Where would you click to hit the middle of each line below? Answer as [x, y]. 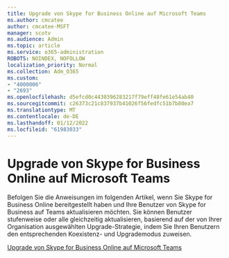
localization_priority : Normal [52, 65]
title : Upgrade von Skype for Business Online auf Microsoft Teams [107, 13]
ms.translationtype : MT [42, 110]
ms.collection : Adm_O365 [43, 71]
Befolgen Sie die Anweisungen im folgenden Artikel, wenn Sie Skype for [110, 197]
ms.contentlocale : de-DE [43, 116]
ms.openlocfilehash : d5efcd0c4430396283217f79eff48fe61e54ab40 [101, 98]
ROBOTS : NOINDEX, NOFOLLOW [46, 59]
